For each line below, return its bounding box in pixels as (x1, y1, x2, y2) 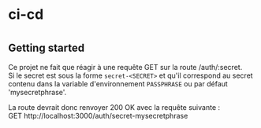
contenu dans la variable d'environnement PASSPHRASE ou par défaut (8, 79, 229, 88)
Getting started (8, 42, 85, 55)
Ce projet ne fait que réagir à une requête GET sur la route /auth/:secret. (8, 62, 243, 71)
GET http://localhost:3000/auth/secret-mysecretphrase (8, 111, 188, 120)
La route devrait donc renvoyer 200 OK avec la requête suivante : (8, 102, 221, 112)
